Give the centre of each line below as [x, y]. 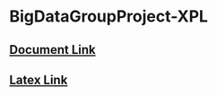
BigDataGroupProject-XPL [109, 17]
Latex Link [39, 79]
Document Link [52, 50]
